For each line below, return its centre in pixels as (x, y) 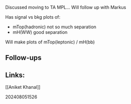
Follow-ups (24, 58)
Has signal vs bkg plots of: (33, 17)
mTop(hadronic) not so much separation (54, 27)
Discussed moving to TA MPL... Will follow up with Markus (66, 7)
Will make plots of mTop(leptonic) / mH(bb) (50, 42)
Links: (15, 75)
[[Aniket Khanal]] (23, 87)
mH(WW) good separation (40, 32)
